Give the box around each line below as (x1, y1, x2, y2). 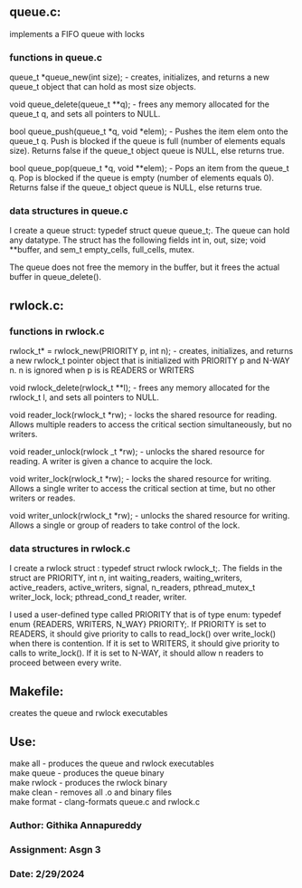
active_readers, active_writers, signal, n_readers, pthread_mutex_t (9, 582, 256, 593)
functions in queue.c (9, 51, 102, 63)
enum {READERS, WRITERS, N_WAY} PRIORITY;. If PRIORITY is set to (9, 619, 267, 630)
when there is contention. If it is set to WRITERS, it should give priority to (9, 638, 280, 649)
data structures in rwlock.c (9, 542, 131, 555)
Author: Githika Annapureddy (9, 818, 143, 831)
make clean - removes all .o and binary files (9, 787, 172, 797)
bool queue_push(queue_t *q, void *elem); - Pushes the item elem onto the (9, 126, 288, 137)
